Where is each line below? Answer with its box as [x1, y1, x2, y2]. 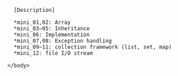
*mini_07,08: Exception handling [13, 37, 112, 44]
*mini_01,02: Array [13, 19, 71, 26]
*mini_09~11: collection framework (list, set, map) [13, 44, 172, 51]
